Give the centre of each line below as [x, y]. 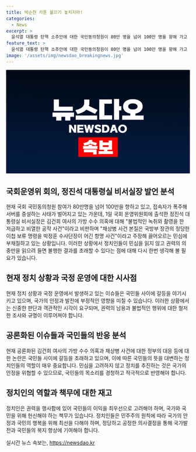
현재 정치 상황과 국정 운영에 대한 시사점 [71, 278]
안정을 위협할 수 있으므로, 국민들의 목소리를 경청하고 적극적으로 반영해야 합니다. [96, 372]
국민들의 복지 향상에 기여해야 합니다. [58, 430]
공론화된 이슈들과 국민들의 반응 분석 [66, 336]
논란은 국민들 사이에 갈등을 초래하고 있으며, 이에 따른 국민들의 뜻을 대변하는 [98, 358]
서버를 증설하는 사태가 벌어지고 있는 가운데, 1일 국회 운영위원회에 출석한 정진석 [95, 214]
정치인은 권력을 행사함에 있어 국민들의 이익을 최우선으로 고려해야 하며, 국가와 [93, 408]
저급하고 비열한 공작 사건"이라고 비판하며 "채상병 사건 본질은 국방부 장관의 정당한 [98, 229]
